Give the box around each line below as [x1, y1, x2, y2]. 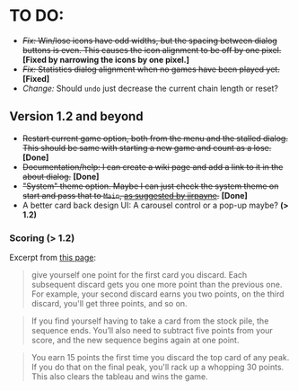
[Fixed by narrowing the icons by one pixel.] [22, 54, 190, 65]
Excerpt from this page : [9, 253, 97, 263]
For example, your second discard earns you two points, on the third [31, 289, 285, 299]
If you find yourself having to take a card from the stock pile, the [31, 315, 269, 326]
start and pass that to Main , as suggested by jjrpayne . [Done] [22, 190, 249, 200]
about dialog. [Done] [22, 171, 100, 182]
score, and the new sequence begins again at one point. [31, 334, 240, 346]
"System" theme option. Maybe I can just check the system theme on [22, 181, 279, 191]
